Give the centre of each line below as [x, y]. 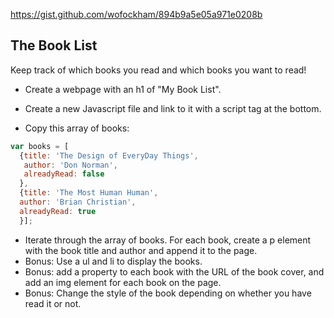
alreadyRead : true [58, 211]
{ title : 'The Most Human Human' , [89, 193]
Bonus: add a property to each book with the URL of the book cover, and [174, 271]
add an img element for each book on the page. [123, 282]
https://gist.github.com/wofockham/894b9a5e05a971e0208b [136, 14]
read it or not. [53, 303]
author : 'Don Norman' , [70, 165]
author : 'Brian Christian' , [78, 202]
